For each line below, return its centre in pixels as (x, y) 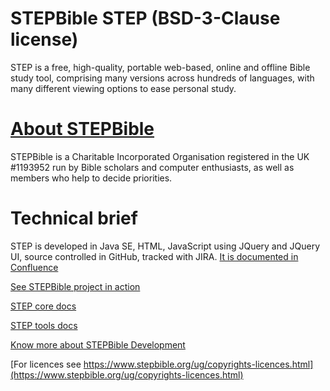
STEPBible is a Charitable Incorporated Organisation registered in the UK (160, 156)
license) (44, 39)
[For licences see (46, 364)
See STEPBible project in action (75, 286)
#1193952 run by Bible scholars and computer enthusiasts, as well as (152, 167)
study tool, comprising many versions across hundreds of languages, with (162, 78)
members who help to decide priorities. (91, 178)
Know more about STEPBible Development (98, 344)
